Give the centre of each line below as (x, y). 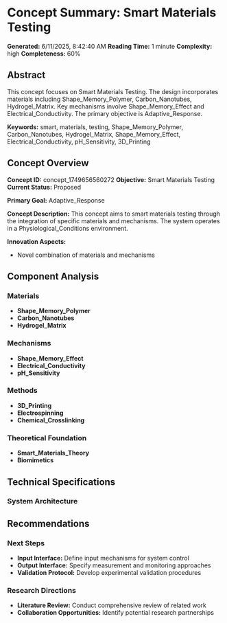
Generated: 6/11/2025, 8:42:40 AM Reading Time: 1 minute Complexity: (110, 46)
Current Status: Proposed (44, 187)
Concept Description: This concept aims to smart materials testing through (114, 214)
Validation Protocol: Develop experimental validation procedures (109, 573)
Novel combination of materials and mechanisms (86, 255)
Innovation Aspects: (37, 241)
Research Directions (42, 591)
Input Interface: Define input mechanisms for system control (103, 558)
